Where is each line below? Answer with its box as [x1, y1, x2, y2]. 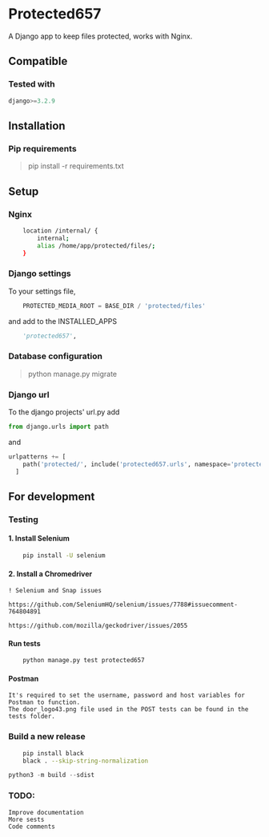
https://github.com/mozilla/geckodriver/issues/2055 [8, 622, 188, 630]
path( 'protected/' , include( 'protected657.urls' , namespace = [22, 460, 231, 468]
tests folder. [8, 713, 56, 721]
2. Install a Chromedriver [8, 568, 93, 578]
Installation [8, 119, 66, 132]
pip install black [22, 749, 84, 758]
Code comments [8, 823, 56, 831]
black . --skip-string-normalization [22, 757, 149, 765]
